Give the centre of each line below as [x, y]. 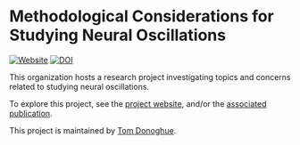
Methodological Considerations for [142, 16]
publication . [31, 113]
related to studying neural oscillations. [79, 86]
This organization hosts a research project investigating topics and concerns [150, 77]
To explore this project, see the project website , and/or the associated [138, 103]
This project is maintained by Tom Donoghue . [93, 130]
